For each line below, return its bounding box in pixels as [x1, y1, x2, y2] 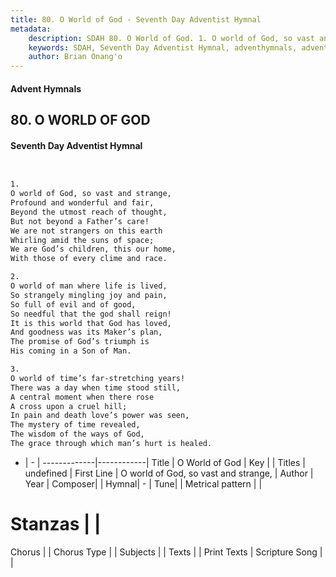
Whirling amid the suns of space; [10, 235, 155, 245]
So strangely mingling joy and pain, [10, 290, 168, 300]
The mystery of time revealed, [10, 420, 141, 430]
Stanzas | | [10, 513, 102, 536]
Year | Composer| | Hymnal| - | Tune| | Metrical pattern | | [24, 477, 263, 490]
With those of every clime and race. [10, 254, 168, 264]
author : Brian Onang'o [28, 52, 123, 62]
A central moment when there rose [10, 392, 155, 402]
